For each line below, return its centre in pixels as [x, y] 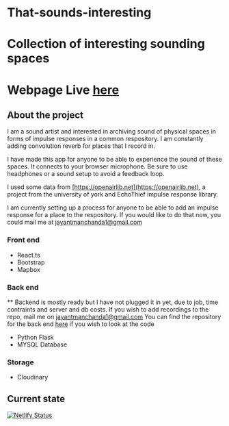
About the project [45, 115]
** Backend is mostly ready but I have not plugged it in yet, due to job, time [113, 302]
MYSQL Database [42, 344]
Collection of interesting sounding [106, 44]
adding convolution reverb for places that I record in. [81, 146]
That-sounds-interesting [79, 13]
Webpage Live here [63, 90]
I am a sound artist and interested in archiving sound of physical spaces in [112, 131]
